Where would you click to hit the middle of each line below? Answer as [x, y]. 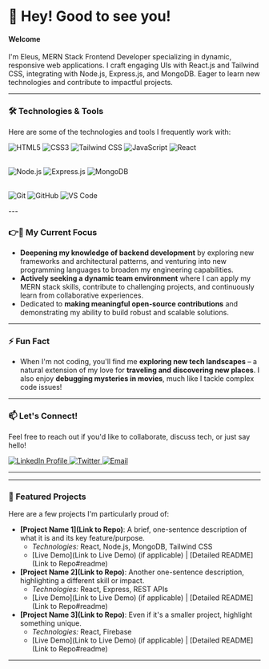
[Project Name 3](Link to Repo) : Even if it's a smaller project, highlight [136, 614]
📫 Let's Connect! [43, 416]
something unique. [51, 623]
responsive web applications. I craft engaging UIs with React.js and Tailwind [134, 65]
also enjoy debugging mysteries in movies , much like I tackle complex [137, 379]
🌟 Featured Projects [47, 497]
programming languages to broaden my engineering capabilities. [126, 270]
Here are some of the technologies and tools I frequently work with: [120, 132]
